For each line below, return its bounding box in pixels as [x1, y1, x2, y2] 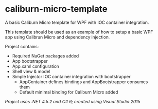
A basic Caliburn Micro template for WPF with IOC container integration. [5, 19, 149, 25]
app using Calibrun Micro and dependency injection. [5, 34, 110, 40]
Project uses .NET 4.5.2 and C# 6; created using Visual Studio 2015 [5, 98, 140, 104]
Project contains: [5, 43, 39, 49]
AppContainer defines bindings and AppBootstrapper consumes [19, 79, 148, 85]
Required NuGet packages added [12, 53, 79, 59]
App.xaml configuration [12, 63, 59, 69]
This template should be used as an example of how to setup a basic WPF [5, 29, 153, 35]
